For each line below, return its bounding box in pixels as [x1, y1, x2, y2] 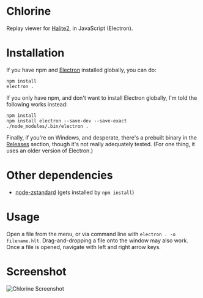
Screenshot [6, 264, 67, 278]
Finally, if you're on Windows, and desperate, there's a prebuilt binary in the [6, 133, 197, 141]
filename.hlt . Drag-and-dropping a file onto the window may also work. [6, 237, 188, 244]
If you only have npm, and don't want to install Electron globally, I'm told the [6, 94, 197, 102]
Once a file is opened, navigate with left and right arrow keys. [6, 243, 161, 250]
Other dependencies [6, 168, 113, 182]
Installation [6, 46, 65, 60]
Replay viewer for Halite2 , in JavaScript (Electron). [6, 24, 133, 32]
